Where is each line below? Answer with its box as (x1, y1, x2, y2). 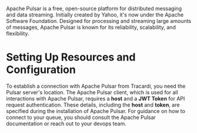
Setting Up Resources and (6, 51, 136, 64)
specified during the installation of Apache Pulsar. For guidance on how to (6, 107, 185, 114)
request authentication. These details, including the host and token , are (6, 101, 180, 108)
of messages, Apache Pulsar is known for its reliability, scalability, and (6, 24, 176, 31)
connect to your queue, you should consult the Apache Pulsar (6, 114, 156, 121)
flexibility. (6, 30, 29, 37)
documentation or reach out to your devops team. (6, 120, 126, 127)
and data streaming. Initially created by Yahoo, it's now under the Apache (6, 11, 184, 18)
